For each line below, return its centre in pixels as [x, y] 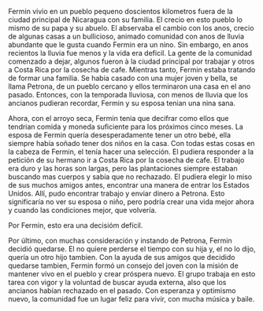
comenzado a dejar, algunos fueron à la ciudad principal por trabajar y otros [131, 61]
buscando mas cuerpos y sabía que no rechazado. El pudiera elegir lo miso [130, 177]
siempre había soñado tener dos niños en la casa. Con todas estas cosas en [131, 143]
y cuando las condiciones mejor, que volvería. [83, 210]
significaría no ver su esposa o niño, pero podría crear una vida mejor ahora [131, 202]
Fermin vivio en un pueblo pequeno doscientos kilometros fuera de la [121, 11]
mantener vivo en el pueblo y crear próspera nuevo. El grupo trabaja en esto [132, 274]
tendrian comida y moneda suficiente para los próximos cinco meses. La [126, 126]
